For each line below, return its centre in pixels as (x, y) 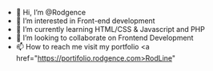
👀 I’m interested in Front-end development (85, 21)
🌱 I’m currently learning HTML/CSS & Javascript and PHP (111, 29)
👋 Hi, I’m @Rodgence (51, 12)
